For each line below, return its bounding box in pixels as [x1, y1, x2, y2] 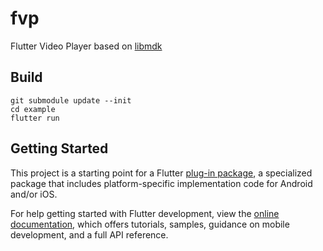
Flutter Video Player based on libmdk [10, 40, 163, 52]
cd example [10, 104, 56, 114]
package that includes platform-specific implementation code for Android [10, 177, 313, 189]
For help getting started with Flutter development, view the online [10, 207, 280, 219]
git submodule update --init [10, 95, 132, 106]
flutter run [10, 113, 60, 123]
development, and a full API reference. [10, 228, 169, 241]
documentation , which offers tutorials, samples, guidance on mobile [10, 218, 290, 230]
